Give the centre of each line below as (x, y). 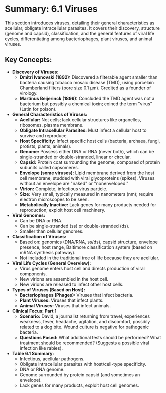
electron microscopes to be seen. (54, 199)
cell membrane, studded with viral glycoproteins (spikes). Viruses (87, 178)
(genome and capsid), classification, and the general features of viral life (80, 33)
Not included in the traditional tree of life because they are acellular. (89, 258)
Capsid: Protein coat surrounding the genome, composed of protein (90, 162)
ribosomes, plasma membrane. (52, 125)
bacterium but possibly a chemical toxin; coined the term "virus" (86, 104)
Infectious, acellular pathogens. (52, 359)
